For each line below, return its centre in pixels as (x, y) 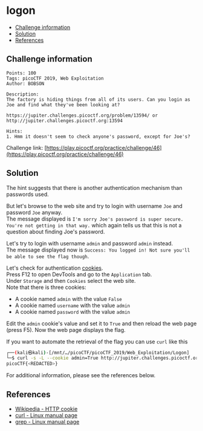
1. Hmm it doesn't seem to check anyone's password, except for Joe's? (98, 137)
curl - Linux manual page (46, 415)
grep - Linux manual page (47, 422)
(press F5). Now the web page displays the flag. (66, 329)
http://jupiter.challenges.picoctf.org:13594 (64, 121)
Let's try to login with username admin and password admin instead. (90, 243)
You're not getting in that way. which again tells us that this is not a (94, 225)
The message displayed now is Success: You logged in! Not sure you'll (98, 250)
